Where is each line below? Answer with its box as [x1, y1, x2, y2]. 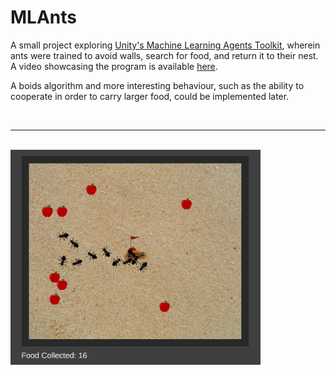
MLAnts [10, 6, 77, 29]
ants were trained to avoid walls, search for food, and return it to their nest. [10, 49, 319, 61]
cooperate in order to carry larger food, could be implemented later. [10, 90, 290, 102]
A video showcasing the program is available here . [10, 60, 218, 72]
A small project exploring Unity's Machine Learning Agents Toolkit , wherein [10, 39, 321, 51]
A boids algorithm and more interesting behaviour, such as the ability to [10, 79, 305, 91]
